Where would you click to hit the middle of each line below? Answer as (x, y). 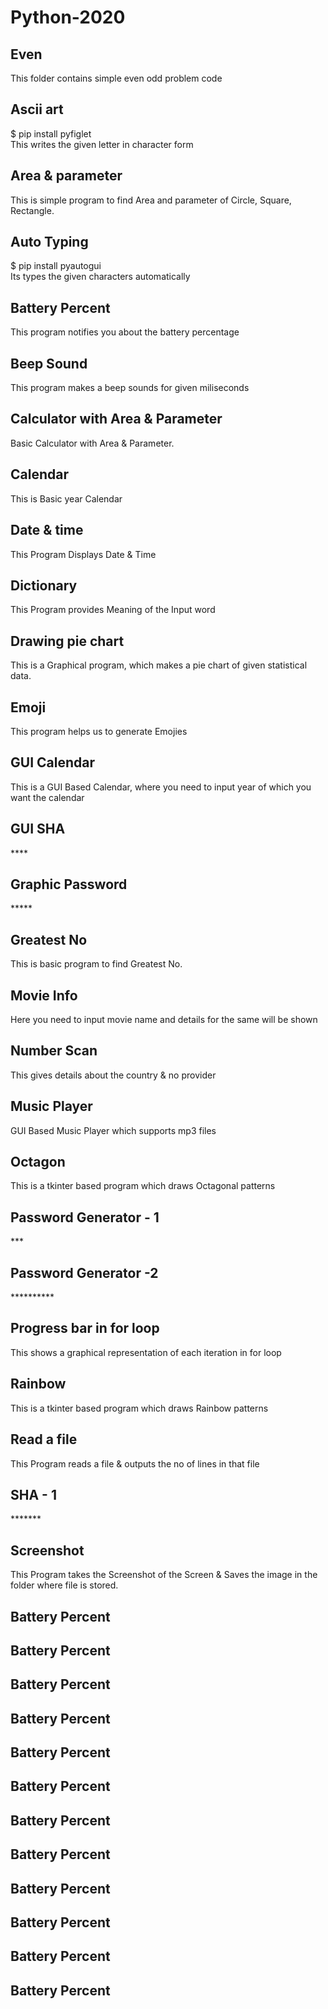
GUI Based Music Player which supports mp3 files (113, 1130)
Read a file (44, 1439)
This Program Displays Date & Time (83, 554)
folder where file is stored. (64, 1585)
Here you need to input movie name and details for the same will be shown (164, 1019)
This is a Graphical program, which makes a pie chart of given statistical (159, 665)
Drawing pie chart (67, 641)
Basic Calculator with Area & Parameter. (92, 443)
